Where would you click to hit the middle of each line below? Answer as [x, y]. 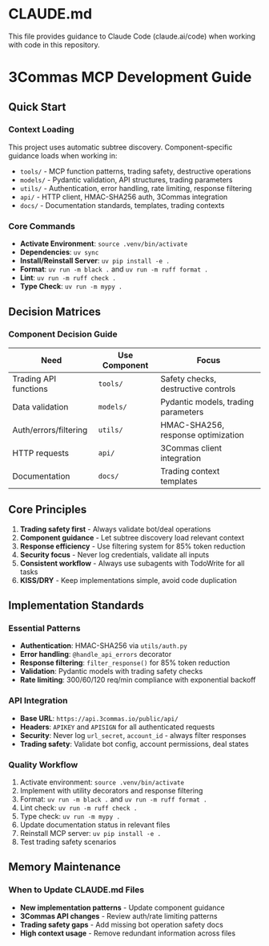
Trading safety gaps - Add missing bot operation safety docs [122, 924]
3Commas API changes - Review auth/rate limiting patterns [118, 915]
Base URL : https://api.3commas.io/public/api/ [99, 718]
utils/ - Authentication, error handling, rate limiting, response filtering [136, 188]
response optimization [202, 434]
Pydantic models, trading [207, 402]
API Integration [38, 701]
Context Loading [41, 129]
